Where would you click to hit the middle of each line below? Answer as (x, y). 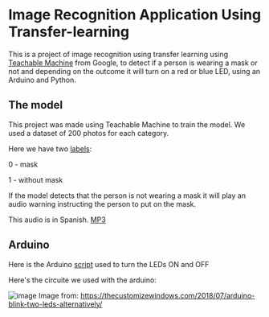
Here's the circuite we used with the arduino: (82, 280)
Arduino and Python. (42, 80)
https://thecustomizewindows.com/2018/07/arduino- (167, 295)
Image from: (59, 295)
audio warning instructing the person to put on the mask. (102, 204)
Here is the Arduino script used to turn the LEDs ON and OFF (109, 264)
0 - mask (23, 164)
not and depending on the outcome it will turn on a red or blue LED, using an (134, 71)
